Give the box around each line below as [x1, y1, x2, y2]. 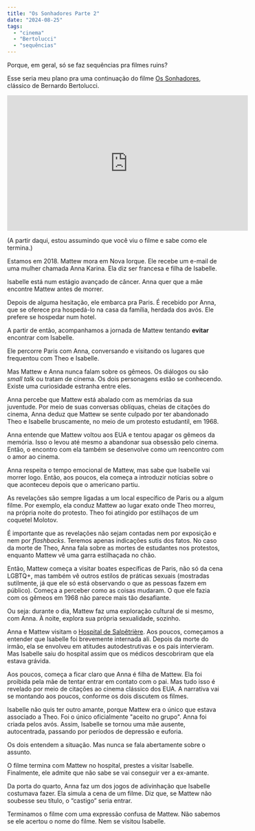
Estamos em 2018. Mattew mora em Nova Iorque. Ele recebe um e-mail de [7, 257, 218, 265]
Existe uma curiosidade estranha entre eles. [7, 382, 131, 390]
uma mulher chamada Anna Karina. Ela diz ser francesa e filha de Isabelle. [7, 264, 218, 272]
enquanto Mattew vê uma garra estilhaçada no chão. [7, 551, 157, 559]
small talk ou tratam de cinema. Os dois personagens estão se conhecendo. [7, 375, 223, 382]
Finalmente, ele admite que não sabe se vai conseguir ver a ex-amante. [7, 768, 210, 777]
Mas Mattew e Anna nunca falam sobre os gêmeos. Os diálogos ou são [7, 367, 209, 376]
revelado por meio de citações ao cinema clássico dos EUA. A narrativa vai [7, 685, 219, 693]
